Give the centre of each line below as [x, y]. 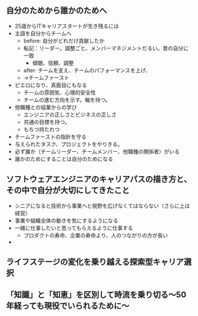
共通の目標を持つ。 [47, 122]
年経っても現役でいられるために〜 [68, 306]
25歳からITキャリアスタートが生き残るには [67, 26]
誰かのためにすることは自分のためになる [64, 159]
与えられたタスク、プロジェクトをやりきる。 [69, 144]
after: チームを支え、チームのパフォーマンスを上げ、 [87, 70]
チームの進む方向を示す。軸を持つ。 [67, 100]
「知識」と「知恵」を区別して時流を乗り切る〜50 [96, 295]
